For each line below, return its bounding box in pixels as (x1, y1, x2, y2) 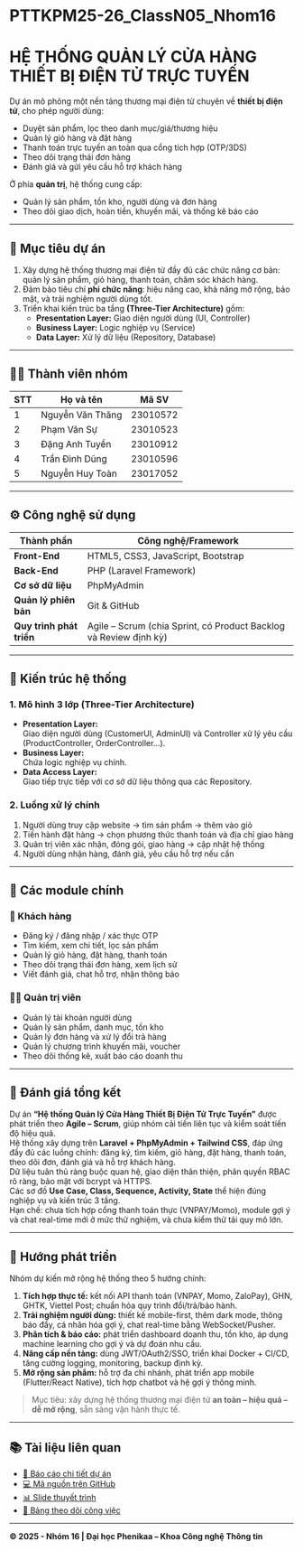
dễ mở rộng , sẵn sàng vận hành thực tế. (31, 1404, 180, 1415)
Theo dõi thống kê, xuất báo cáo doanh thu (22, 1050, 183, 1061)
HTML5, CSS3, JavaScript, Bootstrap (87, 549, 245, 562)
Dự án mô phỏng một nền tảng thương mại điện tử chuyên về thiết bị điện (9, 96, 283, 107)
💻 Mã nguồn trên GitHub (22, 1478, 115, 1489)
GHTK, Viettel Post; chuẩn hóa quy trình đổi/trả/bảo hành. (22, 1300, 237, 1311)
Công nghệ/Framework (137, 534, 239, 547)
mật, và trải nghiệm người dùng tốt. (22, 293, 153, 304)
